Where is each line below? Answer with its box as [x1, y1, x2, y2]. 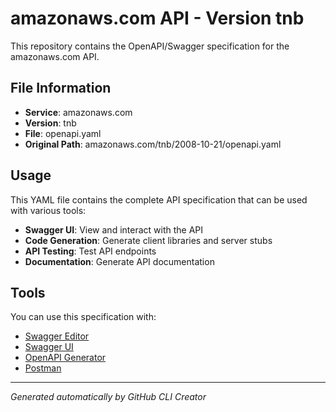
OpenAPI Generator [24, 352, 107, 364]
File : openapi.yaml [24, 127, 102, 139]
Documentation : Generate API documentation [24, 255, 215, 267]
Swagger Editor [24, 330, 90, 342]
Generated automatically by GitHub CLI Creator [10, 391, 207, 403]
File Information [10, 80, 112, 97]
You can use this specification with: [10, 311, 157, 323]
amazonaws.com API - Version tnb [10, 7, 305, 30]
